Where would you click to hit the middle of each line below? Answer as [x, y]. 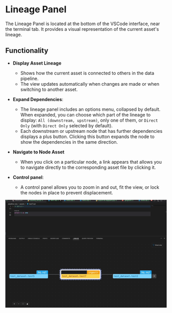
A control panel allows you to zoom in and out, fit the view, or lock [90, 187]
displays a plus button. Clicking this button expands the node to [87, 136]
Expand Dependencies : [38, 99]
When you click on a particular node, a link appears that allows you [91, 162]
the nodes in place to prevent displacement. [67, 192]
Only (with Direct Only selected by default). [67, 125]
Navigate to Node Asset [39, 152]
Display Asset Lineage [37, 63]
